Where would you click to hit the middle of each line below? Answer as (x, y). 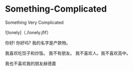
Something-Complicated (56, 9)
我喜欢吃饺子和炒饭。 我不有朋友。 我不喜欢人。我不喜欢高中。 (68, 53)
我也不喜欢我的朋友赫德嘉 (31, 63)
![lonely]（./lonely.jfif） (28, 32)
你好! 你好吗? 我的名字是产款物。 (38, 43)
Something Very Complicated (34, 22)
